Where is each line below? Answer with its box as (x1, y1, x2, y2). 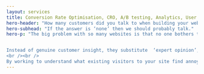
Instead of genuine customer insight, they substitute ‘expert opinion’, (6, 48, 200, 54)
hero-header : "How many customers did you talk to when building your (6, 20, 189, 26)
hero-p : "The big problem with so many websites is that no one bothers (6, 31, 194, 37)
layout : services (6, 8, 50, 15)
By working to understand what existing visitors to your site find (6, 58, 183, 64)
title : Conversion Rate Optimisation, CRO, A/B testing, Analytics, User (6, 14, 197, 20)
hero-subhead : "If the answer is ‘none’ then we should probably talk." (6, 25, 194, 32)
